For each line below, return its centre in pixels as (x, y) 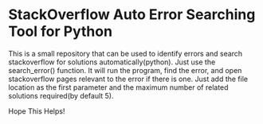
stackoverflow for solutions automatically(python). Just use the (112, 62)
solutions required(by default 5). (61, 95)
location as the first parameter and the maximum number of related (118, 87)
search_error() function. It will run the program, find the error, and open (125, 70)
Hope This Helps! (37, 111)
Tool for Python (61, 31)
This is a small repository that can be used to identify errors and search (126, 53)
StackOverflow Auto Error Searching (132, 15)
